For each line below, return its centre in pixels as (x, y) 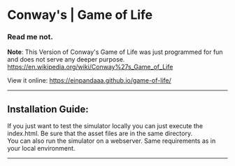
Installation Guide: (48, 109)
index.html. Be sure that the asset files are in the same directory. (100, 134)
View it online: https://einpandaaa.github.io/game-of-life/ (89, 81)
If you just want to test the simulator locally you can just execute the (105, 126)
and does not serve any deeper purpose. (66, 60)
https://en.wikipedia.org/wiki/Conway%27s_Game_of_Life (90, 67)
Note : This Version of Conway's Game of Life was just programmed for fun (115, 52)
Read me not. (30, 37)
